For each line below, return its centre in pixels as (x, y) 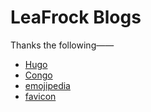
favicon (40, 96)
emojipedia (47, 85)
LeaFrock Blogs (76, 17)
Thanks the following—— (62, 45)
